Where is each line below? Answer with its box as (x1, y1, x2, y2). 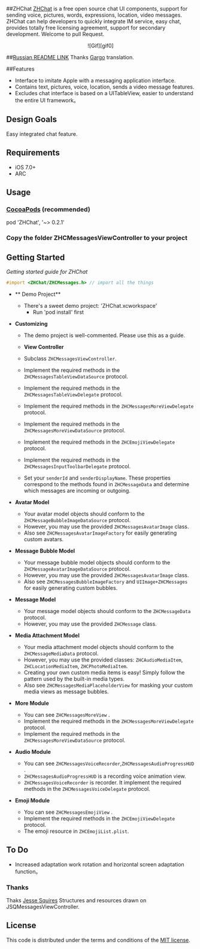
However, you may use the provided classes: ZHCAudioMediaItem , (23, 656, 183, 663)
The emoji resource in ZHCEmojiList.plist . (23, 827, 129, 835)
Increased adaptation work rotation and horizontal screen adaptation (14, 860, 184, 868)
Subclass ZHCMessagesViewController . (23, 354, 117, 362)
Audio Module (14, 748, 51, 755)
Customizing (14, 320, 48, 327)
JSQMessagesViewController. (6, 903, 80, 911)
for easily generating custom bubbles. (23, 584, 118, 592)
